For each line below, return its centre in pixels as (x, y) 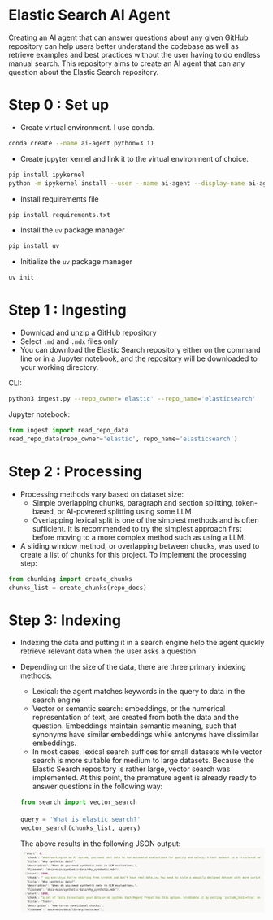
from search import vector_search (78, 802)
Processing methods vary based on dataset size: (102, 494)
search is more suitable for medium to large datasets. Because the (143, 761)
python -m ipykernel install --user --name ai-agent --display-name (127, 183)
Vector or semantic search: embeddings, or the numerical (129, 709)
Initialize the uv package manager (76, 262)
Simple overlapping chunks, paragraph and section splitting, (133, 502)
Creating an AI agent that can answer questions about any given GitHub (128, 37)
